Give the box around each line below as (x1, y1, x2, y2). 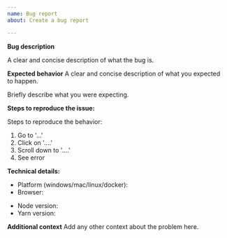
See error (17, 153, 45, 162)
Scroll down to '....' (17, 146, 71, 154)
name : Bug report (7, 10, 58, 17)
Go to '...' (17, 131, 43, 139)
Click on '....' (17, 138, 53, 147)
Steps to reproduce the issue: (7, 104, 96, 112)
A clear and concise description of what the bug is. (7, 55, 154, 64)
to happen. (7, 76, 38, 85)
